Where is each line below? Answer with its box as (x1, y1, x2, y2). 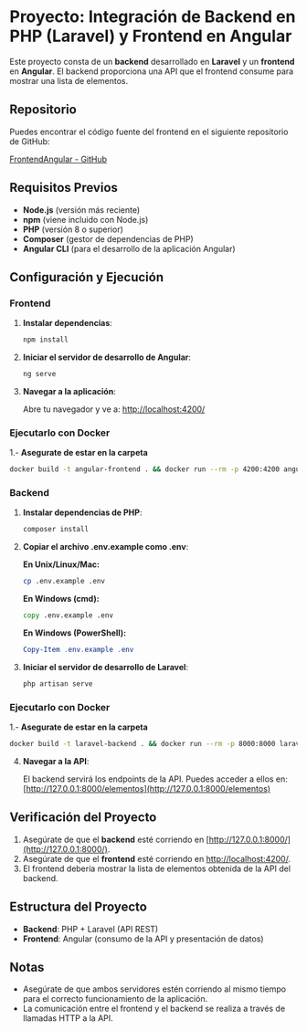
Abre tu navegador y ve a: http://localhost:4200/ (22, 404, 206, 415)
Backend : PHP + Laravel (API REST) (22, 923, 159, 934)
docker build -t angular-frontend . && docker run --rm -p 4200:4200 (9, 465, 281, 474)
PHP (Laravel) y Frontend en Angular (9, 26, 292, 47)
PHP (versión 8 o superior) (22, 224, 123, 235)
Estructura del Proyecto (9, 899, 148, 915)
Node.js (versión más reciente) (22, 204, 141, 216)
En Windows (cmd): (22, 594, 100, 605)
